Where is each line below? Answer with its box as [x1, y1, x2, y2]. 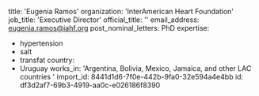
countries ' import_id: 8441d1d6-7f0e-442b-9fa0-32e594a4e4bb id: [19, 72, 244, 81]
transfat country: [19, 55, 75, 65]
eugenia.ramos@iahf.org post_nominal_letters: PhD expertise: [8, 24, 210, 32]
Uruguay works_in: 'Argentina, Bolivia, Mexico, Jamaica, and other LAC [19, 64, 252, 73]
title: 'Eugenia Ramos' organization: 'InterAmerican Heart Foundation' [8, 7, 234, 16]
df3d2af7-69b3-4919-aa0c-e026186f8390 [19, 80, 161, 90]
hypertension [19, 39, 63, 48]
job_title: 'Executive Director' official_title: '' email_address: [8, 15, 200, 24]
